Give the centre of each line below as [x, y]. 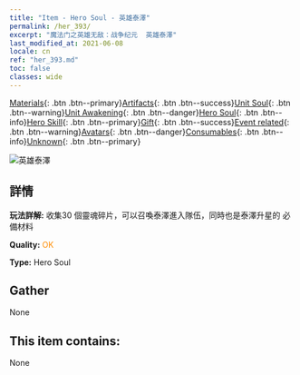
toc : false [30, 69]
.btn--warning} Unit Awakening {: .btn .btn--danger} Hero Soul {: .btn [134, 112]
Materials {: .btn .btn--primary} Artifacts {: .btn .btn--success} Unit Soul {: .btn [150, 103]
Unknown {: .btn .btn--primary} [84, 141]
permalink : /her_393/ [50, 26]
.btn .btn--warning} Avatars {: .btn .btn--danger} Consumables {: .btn [135, 132]
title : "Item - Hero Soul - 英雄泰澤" [80, 18]
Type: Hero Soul [40, 262]
